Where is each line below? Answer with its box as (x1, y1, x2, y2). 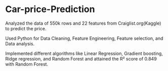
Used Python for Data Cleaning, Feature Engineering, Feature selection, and (5, 35, 163, 41)
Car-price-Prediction (5, 4, 95, 15)
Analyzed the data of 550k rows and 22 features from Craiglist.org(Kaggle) (5, 20, 161, 26)
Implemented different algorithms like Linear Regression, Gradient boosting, (5, 50, 163, 56)
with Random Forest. (5, 61, 49, 67)
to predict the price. (5, 25, 47, 31)
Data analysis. (5, 40, 34, 46)
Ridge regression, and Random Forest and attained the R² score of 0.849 (5, 55, 157, 61)
